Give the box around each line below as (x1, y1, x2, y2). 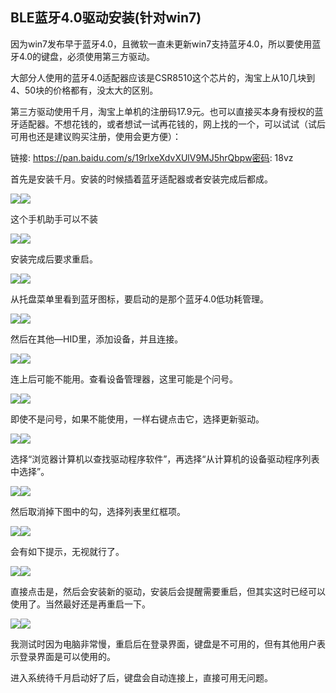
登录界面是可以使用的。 (18, 650, 116, 662)
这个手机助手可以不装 (10, 213, 98, 225)
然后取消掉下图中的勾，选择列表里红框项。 (10, 505, 186, 517)
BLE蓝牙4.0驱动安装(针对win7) (10, 9, 202, 27)
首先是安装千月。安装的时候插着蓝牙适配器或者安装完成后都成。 (10, 173, 273, 185)
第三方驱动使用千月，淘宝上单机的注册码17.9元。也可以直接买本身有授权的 (10, 105, 315, 117)
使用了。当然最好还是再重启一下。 (10, 598, 151, 610)
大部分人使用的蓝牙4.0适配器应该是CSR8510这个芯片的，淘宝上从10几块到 (10, 71, 316, 83)
